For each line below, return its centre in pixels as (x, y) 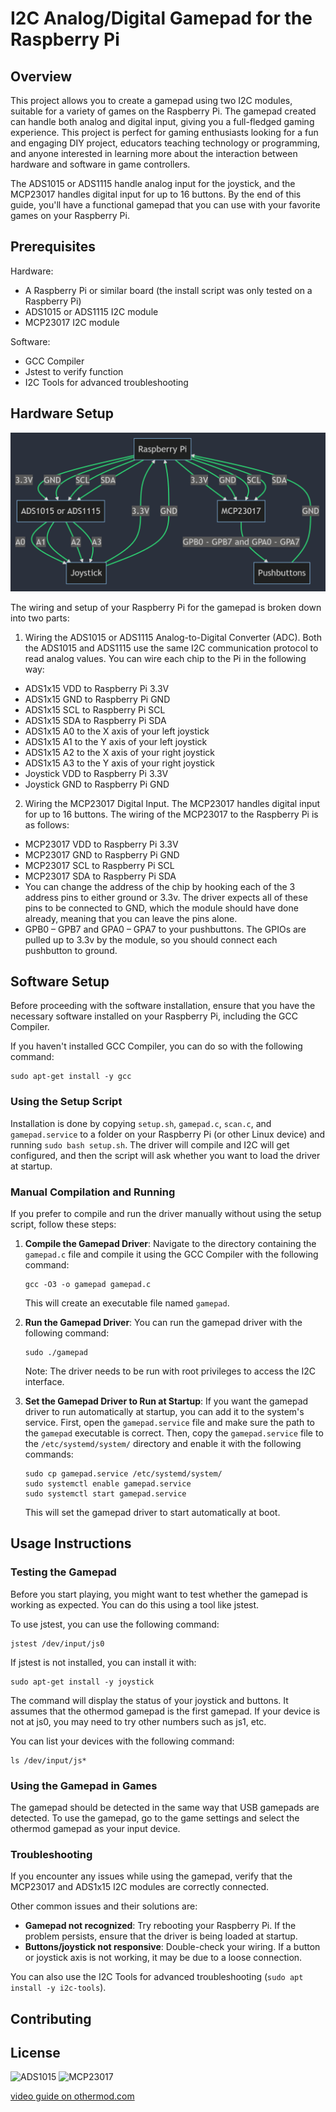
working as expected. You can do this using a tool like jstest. (135, 1604)
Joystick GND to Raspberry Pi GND (97, 784)
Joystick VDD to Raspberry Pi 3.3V (96, 773)
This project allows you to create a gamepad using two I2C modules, (151, 100)
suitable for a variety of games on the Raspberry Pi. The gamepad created (163, 111)
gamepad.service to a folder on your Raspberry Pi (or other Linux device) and (168, 1134)
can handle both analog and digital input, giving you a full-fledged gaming (162, 121)
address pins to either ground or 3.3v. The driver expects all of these (166, 897)
